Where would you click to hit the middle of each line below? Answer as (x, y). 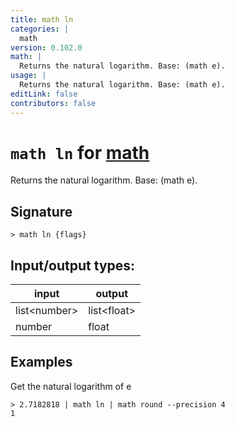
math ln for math (80, 152)
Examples (41, 362)
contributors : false (53, 103)
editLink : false (44, 94)
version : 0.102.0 (46, 47)
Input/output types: (73, 265)
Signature (41, 211)
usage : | (28, 76)
